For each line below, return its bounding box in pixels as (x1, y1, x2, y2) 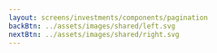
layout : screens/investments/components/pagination (8, 13, 208, 22)
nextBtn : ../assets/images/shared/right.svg (8, 30, 180, 39)
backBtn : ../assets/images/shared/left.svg (8, 22, 176, 31)
